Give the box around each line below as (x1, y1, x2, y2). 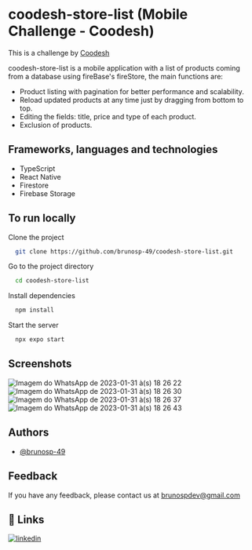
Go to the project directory (8, 261, 94, 271)
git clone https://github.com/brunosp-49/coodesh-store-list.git (15, 247, 234, 256)
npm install (15, 306, 55, 315)
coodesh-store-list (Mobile (8, 5, 188, 24)
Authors (8, 426, 49, 439)
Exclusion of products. (19, 120, 93, 129)
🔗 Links (8, 512, 45, 526)
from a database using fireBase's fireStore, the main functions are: (8, 71, 224, 81)
